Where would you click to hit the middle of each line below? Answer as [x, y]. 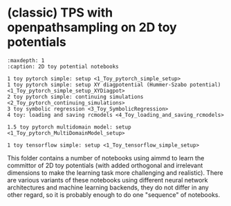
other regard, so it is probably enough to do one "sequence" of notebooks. [113, 194]
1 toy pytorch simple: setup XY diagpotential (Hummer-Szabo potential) [114, 84]
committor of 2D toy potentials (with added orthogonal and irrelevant [105, 165]
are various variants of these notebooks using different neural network [108, 180]
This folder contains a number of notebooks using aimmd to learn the [106, 158]
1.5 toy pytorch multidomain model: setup [69, 127]
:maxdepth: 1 [26, 60]
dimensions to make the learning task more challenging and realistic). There [115, 172]
